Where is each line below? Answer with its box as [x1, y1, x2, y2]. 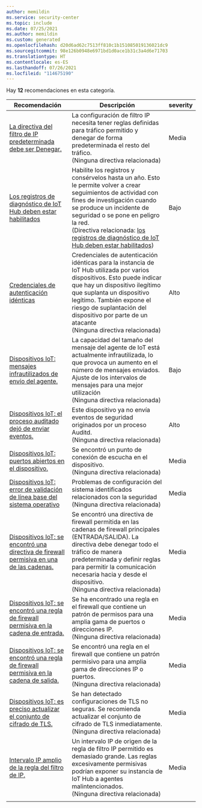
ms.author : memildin [6, 31, 58, 37]
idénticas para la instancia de [72, 259, 155, 267]
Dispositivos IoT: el [9, 409, 63, 418]
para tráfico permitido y [72, 126, 138, 135]
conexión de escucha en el [72, 453, 148, 462]
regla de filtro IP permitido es [72, 745, 154, 753]
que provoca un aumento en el [72, 358, 158, 367]
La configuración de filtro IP [72, 111, 150, 120]
